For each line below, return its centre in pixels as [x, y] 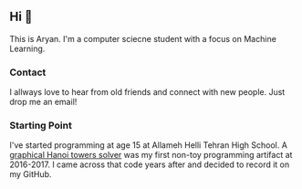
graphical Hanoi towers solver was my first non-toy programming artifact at [151, 155]
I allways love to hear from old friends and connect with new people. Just [147, 92]
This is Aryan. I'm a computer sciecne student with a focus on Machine [143, 38]
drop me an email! [43, 102]
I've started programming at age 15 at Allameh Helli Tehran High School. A [148, 145]
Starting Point [41, 126]
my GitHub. [31, 174]
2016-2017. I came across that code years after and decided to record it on [150, 164]
